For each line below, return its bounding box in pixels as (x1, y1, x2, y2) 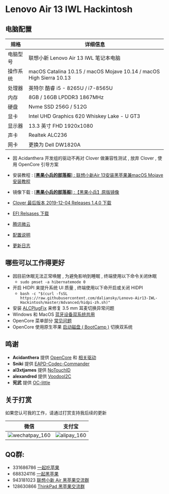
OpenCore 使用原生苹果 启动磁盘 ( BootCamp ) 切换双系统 (12, 323, 133, 330)
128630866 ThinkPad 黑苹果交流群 (12, 483, 85, 489)
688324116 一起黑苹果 (12, 471, 59, 477)
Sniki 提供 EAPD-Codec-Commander (12, 361, 90, 367)
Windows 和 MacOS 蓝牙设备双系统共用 (12, 311, 95, 317)
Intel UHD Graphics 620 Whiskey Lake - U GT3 (28, 113, 140, 119)
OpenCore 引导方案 (18, 161, 59, 167)
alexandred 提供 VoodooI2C (12, 373, 71, 379)
